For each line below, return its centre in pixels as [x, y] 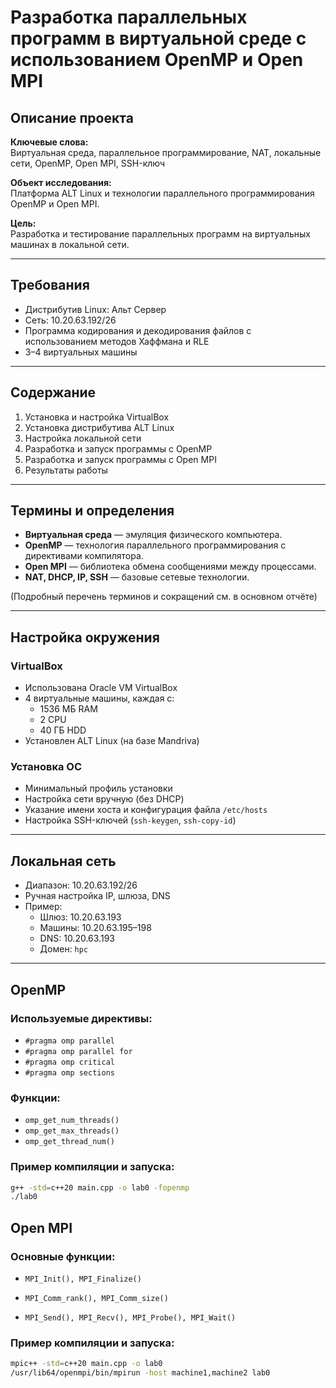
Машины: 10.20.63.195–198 [95, 928]
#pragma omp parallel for [78, 1051]
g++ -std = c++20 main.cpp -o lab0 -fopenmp [100, 1187]
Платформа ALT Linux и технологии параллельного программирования [162, 193]
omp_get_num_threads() [72, 1121]
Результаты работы [66, 470]
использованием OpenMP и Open [157, 60]
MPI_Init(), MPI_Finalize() [83, 1279]
